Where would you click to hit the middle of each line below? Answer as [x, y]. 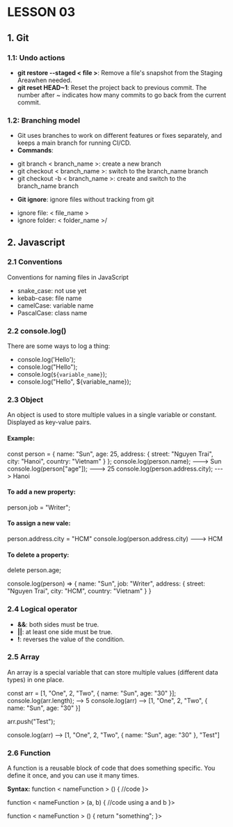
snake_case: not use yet [52, 290]
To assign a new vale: [39, 523]
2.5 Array [24, 657]
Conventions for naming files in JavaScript [68, 277]
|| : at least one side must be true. [65, 631]
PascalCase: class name [52, 313]
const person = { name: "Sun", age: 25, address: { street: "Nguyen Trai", [110, 454]
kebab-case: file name [49, 298]
